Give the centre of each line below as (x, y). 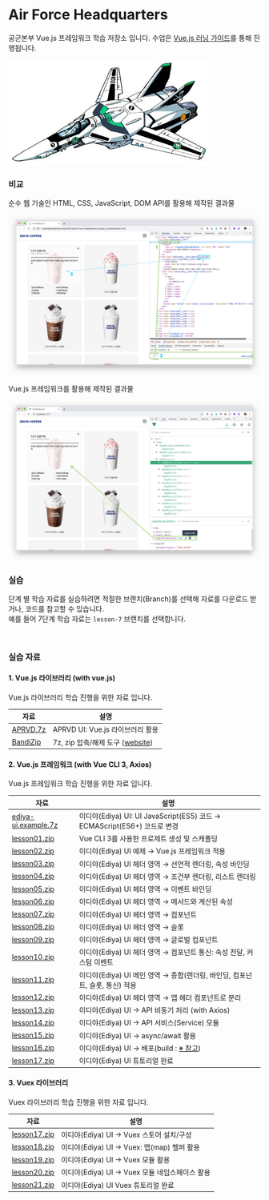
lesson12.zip (33, 997)
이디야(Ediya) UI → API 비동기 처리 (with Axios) (155, 1010)
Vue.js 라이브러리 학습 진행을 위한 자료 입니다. (80, 697)
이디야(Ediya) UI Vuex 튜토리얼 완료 (118, 1185)
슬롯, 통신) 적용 (113, 985)
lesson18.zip (33, 1147)
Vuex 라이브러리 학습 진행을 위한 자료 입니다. (79, 1102)
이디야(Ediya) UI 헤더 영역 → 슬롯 (131, 927)
